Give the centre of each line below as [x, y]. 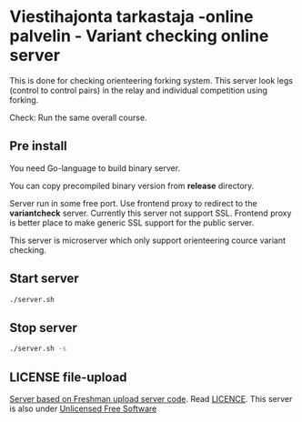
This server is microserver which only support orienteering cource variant [148, 240]
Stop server [43, 328]
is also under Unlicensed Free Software [83, 408]
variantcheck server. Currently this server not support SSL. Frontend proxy [151, 213]
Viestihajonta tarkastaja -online [131, 17]
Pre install [39, 146]
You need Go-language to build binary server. [95, 168]
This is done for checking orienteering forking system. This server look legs [151, 80]
